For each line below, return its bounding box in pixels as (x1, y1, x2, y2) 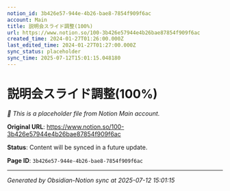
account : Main (7, 16, 48, 23)
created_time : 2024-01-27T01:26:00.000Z (7, 36, 125, 42)
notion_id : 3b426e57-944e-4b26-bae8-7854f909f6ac (7, 10, 152, 17)
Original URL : (7, 123, 46, 131)
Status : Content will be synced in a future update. (7, 143, 148, 151)
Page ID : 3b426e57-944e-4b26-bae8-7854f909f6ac (7, 156, 144, 164)
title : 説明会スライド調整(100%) (7, 23, 94, 29)
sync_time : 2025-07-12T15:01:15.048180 (7, 55, 121, 62)
